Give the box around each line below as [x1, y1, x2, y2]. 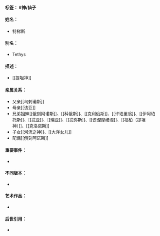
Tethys [12, 52, 26, 57]
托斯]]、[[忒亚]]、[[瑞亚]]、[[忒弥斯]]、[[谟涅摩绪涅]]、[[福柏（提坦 [12, 117, 146, 123]
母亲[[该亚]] [12, 105, 36, 110]
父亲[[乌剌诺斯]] [12, 99, 45, 105]
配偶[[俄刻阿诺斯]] [12, 135, 49, 141]
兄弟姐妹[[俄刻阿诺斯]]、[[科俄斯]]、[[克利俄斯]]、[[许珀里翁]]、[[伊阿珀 [12, 111, 156, 117]
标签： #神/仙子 [5, 4, 36, 10]
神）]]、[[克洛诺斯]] [12, 123, 50, 129]
